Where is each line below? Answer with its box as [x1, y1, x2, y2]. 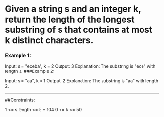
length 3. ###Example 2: [5, 69, 55, 74]
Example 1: [5, 52, 31, 59]
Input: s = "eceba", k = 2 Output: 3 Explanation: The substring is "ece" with [5, 63, 156, 69]
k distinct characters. [5, 35, 94, 46]
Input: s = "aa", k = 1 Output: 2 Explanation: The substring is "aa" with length [5, 78, 159, 84]
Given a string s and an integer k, [5, 3, 141, 15]
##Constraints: [5, 97, 35, 103]
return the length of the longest [5, 14, 135, 25]
